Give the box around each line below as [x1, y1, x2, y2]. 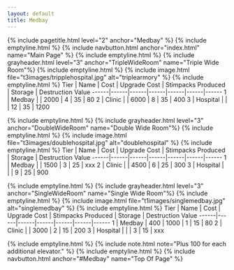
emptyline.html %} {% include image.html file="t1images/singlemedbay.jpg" [7, 196, 226, 204]
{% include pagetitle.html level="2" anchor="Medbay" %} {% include [7, 36, 207, 44]
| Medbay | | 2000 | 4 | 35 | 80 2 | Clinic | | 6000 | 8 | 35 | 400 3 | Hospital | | [7, 95, 228, 103]
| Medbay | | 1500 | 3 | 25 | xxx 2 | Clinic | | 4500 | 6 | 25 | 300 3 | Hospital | [7, 160, 225, 169]
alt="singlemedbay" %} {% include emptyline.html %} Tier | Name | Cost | [7, 204, 221, 212]
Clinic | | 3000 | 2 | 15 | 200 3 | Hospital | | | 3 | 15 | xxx [7, 226, 164, 234]
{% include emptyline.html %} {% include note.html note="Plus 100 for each [7, 239, 227, 248]
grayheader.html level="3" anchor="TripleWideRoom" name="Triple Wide [7, 58, 219, 66]
